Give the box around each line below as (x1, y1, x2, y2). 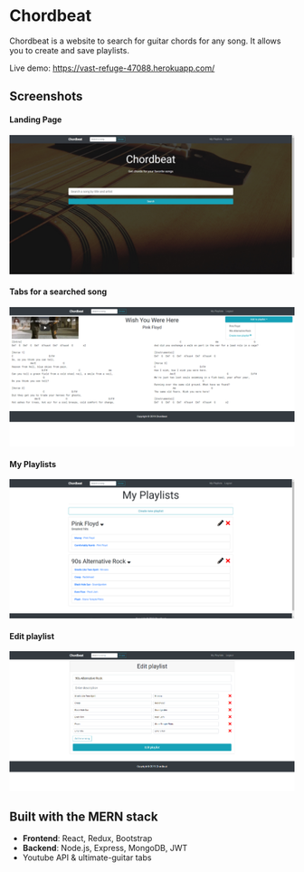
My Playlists (9, 458, 57, 469)
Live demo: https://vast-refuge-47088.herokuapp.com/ (9, 62, 215, 73)
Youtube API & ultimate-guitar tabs (22, 852, 152, 863)
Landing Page (9, 114, 62, 125)
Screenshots (9, 89, 83, 104)
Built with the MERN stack (9, 809, 158, 824)
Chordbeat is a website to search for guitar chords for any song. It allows (9, 35, 281, 46)
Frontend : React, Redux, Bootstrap (22, 833, 153, 844)
